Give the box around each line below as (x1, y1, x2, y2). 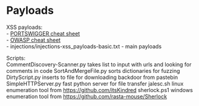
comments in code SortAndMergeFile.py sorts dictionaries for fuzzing (6, 67, 180, 74)
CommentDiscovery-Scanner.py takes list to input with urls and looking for (6, 61, 192, 68)
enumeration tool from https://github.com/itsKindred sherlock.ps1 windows (6, 86, 194, 93)
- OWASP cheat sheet (6, 36, 61, 43)
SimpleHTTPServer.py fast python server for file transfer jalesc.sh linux (6, 79, 184, 87)
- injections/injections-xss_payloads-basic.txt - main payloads (6, 43, 162, 50)
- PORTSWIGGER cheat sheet (6, 30, 80, 37)
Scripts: (6, 54, 26, 61)
